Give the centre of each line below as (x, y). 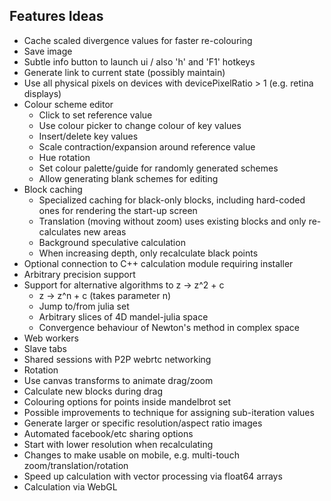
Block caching (53, 189)
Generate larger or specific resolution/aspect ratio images (143, 423)
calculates (60, 231)
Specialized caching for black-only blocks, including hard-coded (172, 200)
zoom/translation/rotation (76, 465)
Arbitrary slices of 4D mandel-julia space (123, 316)
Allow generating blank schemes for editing (128, 178)
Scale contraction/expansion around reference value (147, 146)
